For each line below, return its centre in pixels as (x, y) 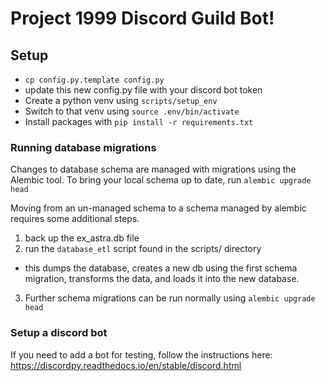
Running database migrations (83, 147)
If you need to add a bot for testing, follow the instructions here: (141, 354)
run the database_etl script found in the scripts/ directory (143, 249)
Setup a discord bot (59, 333)
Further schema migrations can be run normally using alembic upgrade (170, 298)
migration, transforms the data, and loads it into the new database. (162, 279)
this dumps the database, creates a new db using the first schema (161, 268)
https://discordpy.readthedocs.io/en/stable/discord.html (126, 365)
